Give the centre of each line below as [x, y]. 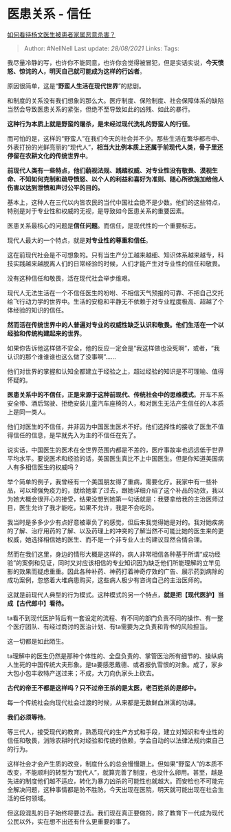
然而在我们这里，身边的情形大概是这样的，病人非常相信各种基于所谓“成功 [111, 554]
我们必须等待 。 [28, 717]
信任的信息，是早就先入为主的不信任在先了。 [76, 435]
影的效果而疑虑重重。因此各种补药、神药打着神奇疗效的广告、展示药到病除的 [115, 571]
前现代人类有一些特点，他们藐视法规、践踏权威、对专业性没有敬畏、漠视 [109, 170]
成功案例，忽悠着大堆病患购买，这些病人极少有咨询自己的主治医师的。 [107, 580]
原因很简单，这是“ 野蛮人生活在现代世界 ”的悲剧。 [76, 86]
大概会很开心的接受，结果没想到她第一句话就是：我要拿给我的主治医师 [118, 499]
